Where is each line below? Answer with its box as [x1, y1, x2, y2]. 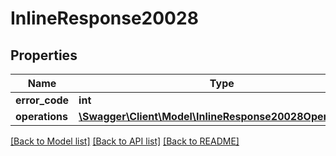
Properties [10, 47, 78, 64]
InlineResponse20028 [10, 7, 199, 30]
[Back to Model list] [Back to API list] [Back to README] [10, 135, 240, 147]
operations [15, 110, 68, 123]
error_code [15, 93, 70, 107]
